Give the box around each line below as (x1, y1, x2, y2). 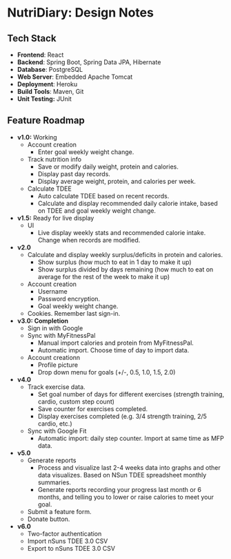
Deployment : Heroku (17, 80, 78, 88)
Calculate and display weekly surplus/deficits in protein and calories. (27, 250, 223, 258)
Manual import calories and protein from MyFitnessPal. (37, 339, 194, 347)
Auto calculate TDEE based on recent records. (37, 191, 170, 200)
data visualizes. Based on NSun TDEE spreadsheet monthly (37, 471, 207, 479)
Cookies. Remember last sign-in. (27, 309, 121, 317)
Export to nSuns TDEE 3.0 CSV (27, 544, 116, 552)
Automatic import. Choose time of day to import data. (37, 345, 190, 354)
